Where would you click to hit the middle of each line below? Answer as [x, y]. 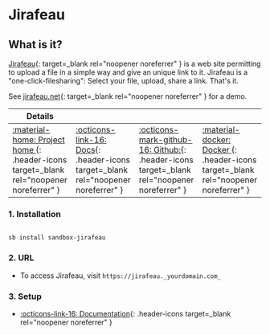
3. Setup [25, 296]
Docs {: [88, 150]
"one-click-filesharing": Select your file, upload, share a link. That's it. [124, 81]
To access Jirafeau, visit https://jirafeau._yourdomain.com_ [121, 276]
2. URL [21, 258]
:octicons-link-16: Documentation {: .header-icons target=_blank [125, 313]
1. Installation [35, 214]
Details [40, 116]
